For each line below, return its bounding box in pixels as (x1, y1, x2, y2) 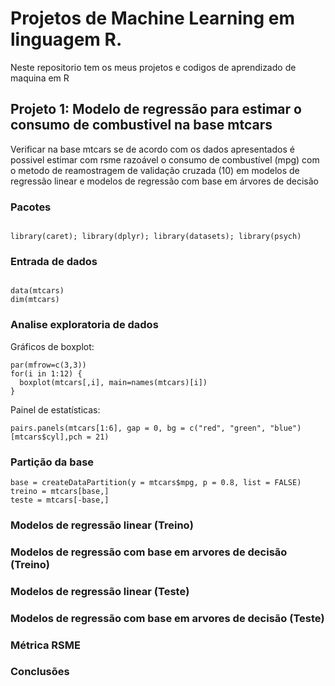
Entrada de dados (10, 254, 98, 268)
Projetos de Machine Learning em (10, 7, 295, 30)
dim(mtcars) (10, 295, 60, 305)
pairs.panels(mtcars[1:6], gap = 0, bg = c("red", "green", (10, 423, 267, 433)
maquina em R (10, 72, 70, 84)
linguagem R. (10, 28, 123, 51)
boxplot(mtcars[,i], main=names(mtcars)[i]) (19, 377, 208, 387)
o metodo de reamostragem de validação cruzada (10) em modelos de (10, 164, 300, 176)
